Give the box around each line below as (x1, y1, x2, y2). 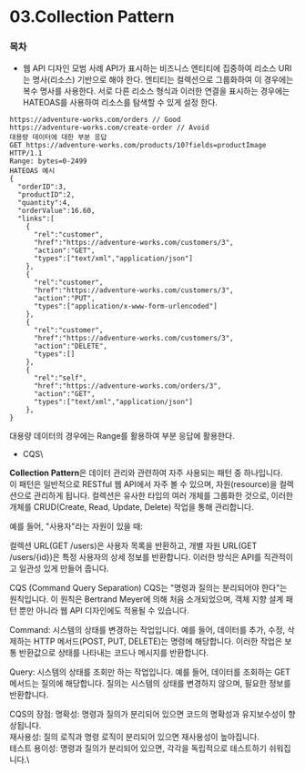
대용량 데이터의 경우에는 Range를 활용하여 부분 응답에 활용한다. (9, 431, 235, 442)
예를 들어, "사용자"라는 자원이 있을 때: (9, 521, 143, 532)
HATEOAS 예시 (9, 167, 56, 176)
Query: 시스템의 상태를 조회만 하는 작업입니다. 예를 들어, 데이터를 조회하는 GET (9, 666, 291, 677)
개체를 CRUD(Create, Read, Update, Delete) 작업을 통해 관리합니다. (9, 502, 254, 513)
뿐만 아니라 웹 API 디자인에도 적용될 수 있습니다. (18, 605, 189, 616)
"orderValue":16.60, (17, 207, 96, 216)
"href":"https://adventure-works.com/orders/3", (33, 381, 222, 391)
